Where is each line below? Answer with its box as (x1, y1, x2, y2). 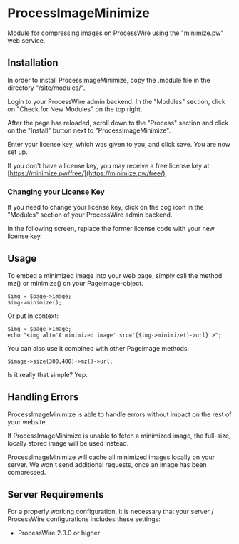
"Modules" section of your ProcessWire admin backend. (7, 210, 173, 219)
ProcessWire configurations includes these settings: (7, 515, 161, 523)
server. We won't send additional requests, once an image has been (7, 460, 207, 468)
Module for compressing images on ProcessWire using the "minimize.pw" (7, 29, 224, 37)
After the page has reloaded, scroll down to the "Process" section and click (7, 118, 229, 127)
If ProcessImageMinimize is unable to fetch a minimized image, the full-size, (7, 431, 231, 440)
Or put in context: (7, 312, 59, 320)
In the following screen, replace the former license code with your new (7, 225, 215, 233)
